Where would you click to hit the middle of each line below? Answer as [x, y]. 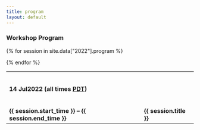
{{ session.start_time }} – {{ [48, 111]
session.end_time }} [38, 118]
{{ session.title [165, 111]
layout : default [26, 17]
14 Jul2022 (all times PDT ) [48, 89]
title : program [25, 12]
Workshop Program [35, 38]
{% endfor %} [23, 62]
